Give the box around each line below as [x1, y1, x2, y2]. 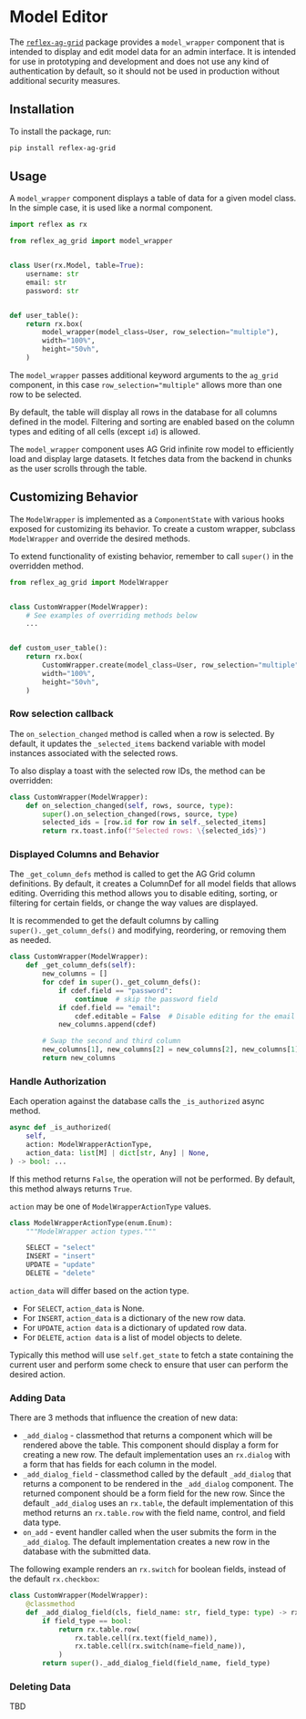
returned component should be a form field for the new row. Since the [22, 1488, 285, 1499]
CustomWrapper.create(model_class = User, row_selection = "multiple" [42, 660, 300, 670]
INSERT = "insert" [25, 1252, 96, 1261]
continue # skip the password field [74, 995, 219, 1004]
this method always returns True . [9, 1182, 133, 1194]
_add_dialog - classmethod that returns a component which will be [22, 1430, 273, 1441]
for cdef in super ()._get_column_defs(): [42, 977, 202, 987]
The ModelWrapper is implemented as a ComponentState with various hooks [9, 513, 285, 525]
